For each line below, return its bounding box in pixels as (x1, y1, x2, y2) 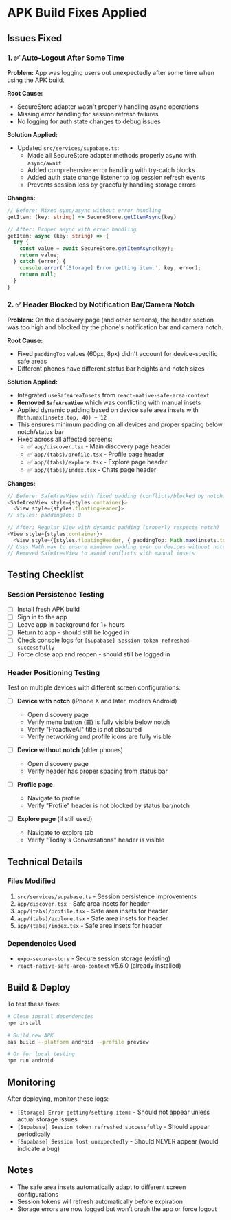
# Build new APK (7, 1032, 54, 1039)
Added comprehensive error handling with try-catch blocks (27, 165, 196, 174)
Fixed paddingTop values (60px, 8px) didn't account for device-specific (16, 349, 218, 358)
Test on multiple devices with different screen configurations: (7, 683, 181, 692)
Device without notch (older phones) (16, 745, 124, 754)
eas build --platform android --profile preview (7, 1038, 149, 1045)
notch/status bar (16, 427, 65, 435)
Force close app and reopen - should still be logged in (16, 650, 170, 659)
